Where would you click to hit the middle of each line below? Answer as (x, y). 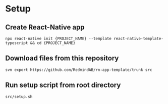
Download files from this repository (62, 58)
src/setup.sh (19, 96)
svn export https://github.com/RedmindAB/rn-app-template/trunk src (79, 70)
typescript (17, 43)
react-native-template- (138, 38)
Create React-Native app (45, 27)
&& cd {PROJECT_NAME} (53, 43)
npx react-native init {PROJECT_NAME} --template (59, 38)
